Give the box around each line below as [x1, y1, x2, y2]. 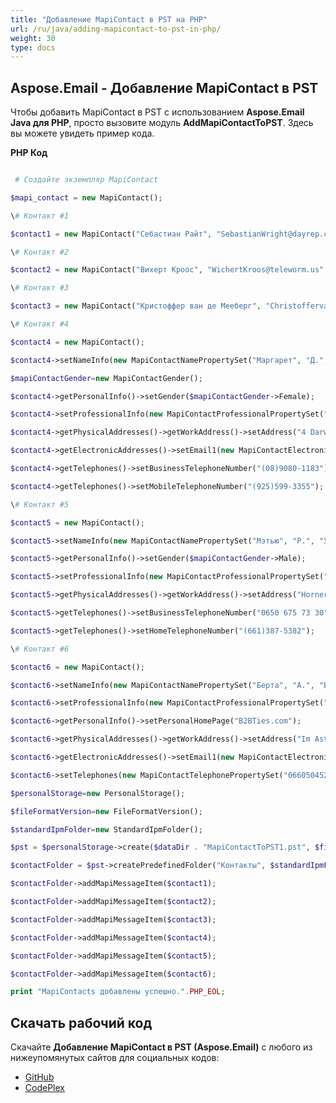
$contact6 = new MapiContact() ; [10, 662, 145, 672]
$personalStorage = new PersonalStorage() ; [10, 788, 186, 798]
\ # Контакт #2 [10, 247, 70, 257]
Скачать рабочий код [10, 1014, 153, 1031]
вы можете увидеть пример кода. [10, 127, 155, 140]
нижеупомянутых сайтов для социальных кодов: [10, 1052, 220, 1064]
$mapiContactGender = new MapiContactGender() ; [10, 373, 203, 383]
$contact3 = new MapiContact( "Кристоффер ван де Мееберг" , [10, 301, 262, 311]
